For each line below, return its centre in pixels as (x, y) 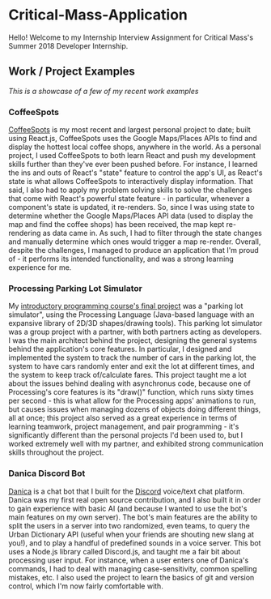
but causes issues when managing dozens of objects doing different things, (135, 409)
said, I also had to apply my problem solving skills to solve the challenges (130, 190)
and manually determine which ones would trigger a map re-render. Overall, (135, 242)
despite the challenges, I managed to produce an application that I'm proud (133, 250)
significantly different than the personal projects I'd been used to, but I (126, 435)
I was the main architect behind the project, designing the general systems (133, 340)
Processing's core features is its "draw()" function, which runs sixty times (131, 392)
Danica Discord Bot (47, 473)
